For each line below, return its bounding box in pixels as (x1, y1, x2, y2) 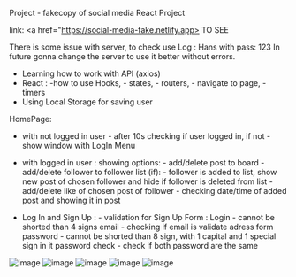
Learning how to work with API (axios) (21, 68, 161, 79)
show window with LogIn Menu (21, 141, 136, 150)
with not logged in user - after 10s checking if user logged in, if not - (21, 131, 271, 141)
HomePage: (9, 114, 52, 124)
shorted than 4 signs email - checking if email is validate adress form (21, 221, 274, 232)
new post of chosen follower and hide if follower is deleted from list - (21, 176, 274, 187)
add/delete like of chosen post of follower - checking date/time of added (21, 186, 287, 196)
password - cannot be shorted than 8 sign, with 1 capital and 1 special (21, 231, 277, 242)
